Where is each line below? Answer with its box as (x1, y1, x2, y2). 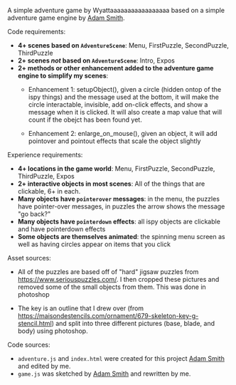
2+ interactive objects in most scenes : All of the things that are (17, 179, 205, 188)
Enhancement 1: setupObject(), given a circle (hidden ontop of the (28, 85, 222, 93)
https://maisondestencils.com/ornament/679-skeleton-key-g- (17, 312, 199, 320)
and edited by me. (17, 362, 71, 370)
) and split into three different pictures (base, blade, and (51, 320, 215, 327)
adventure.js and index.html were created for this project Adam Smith (17, 354, 225, 362)
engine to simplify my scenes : (17, 71, 109, 80)
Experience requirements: (7, 151, 83, 159)
